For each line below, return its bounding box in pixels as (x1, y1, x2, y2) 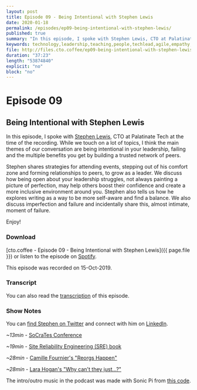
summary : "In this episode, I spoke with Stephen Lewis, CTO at (6, 36, 167, 42)
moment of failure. (6, 207, 51, 214)
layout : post (6, 8, 38, 15)
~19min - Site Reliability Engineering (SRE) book (6, 343, 122, 350)
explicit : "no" (6, 63, 43, 69)
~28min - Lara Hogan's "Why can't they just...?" (6, 366, 122, 373)
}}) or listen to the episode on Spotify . (6, 252, 97, 259)
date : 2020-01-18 (6, 19, 49, 25)
